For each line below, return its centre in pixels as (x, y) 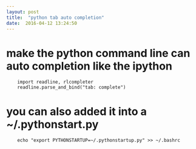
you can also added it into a (77, 111)
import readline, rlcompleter (56, 82)
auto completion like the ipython (90, 66)
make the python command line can (98, 53)
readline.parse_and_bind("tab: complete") (72, 88)
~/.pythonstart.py (52, 124)
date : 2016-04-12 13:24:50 (42, 23)
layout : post (23, 12)
